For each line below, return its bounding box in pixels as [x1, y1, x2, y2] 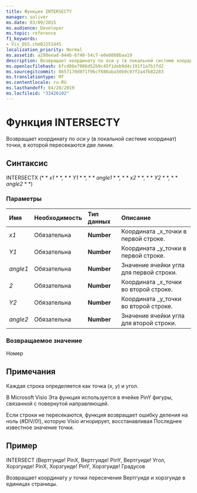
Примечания [6, 367, 56, 377]
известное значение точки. [6, 424, 74, 431]
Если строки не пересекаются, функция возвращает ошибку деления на [6, 411, 188, 418]
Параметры [6, 195, 42, 203]
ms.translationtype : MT [6, 74, 64, 80]
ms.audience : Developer [6, 25, 64, 31]
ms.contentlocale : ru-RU [6, 80, 67, 86]
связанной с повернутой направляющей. [6, 400, 110, 407]
